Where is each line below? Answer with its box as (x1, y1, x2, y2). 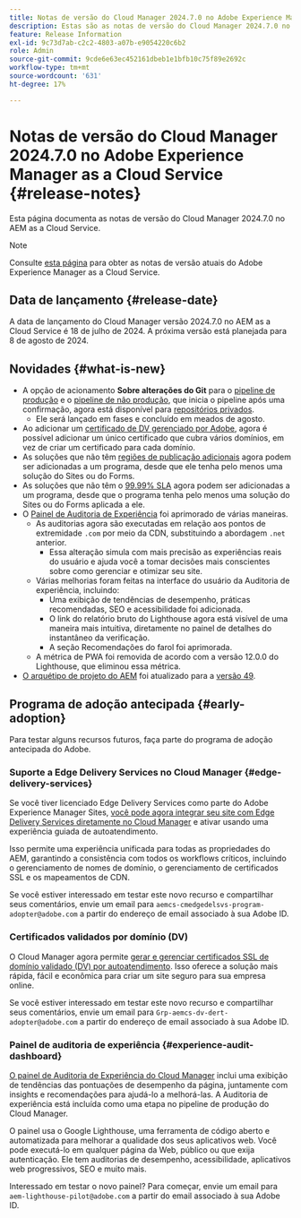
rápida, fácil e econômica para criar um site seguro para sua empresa (9, 970, 266, 981)
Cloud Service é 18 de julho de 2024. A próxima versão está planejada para (9, 326, 288, 337)
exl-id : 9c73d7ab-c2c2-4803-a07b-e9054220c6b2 (9, 38, 186, 47)
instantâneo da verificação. (48, 632, 150, 643)
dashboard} (9, 1050, 63, 1062)
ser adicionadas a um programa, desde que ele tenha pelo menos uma (21, 461, 283, 472)
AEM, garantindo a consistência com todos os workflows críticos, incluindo (9, 853, 287, 864)
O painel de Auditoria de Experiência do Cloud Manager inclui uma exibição (9, 1069, 288, 1080)
